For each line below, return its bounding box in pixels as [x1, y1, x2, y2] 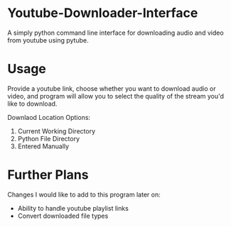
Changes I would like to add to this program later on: [7, 190, 161, 199]
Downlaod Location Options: [7, 113, 91, 121]
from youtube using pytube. [7, 35, 89, 44]
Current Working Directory [17, 126, 96, 135]
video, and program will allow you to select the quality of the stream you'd [7, 92, 225, 100]
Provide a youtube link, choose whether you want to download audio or [7, 84, 216, 93]
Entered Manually [17, 142, 70, 150]
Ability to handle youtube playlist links [17, 204, 129, 212]
